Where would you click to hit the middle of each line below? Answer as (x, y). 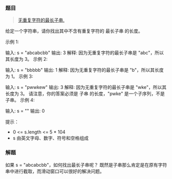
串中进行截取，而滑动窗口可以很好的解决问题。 (55, 171)
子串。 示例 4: (20, 100)
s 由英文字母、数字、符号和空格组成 (51, 138)
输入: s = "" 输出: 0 (25, 111)
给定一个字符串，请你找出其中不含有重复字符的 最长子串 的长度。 (74, 31)
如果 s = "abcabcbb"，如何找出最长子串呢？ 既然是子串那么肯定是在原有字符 (86, 165)
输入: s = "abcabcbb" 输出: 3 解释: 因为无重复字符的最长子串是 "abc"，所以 (85, 53)
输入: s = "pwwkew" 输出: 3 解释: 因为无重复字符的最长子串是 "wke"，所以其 (86, 87)
